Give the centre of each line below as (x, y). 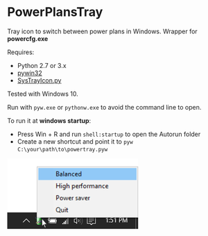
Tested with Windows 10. (43, 94)
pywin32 (30, 73)
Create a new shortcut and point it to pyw (75, 141)
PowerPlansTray (55, 12)
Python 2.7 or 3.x (42, 65)
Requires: (21, 52)
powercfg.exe (28, 38)
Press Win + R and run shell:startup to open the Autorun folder (109, 134)
